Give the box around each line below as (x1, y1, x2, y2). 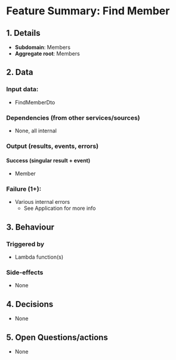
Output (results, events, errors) (6, 142, 99, 150)
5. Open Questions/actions (6, 332, 109, 342)
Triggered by (6, 240, 45, 248)
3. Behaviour (6, 222, 55, 232)
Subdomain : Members (14, 44, 70, 51)
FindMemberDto (14, 98, 55, 105)
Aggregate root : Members (14, 50, 81, 57)
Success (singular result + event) (6, 157, 91, 164)
